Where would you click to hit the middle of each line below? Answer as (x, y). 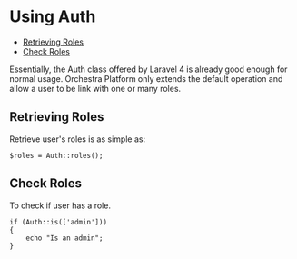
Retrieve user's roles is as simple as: (78, 139)
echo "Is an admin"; (64, 238)
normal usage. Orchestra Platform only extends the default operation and (146, 78)
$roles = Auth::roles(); (56, 155)
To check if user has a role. (60, 205)
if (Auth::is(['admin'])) (58, 222)
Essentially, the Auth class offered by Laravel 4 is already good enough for (148, 69)
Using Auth (53, 17)
